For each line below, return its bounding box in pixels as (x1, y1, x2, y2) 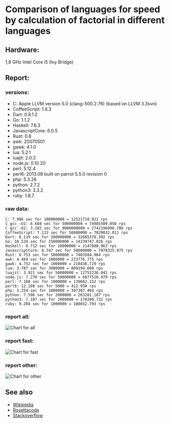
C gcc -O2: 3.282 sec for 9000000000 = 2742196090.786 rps (5, 225, 133, 231)
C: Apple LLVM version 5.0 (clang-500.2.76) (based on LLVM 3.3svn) (12, 100, 157, 106)
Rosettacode (12, 407, 40, 413)
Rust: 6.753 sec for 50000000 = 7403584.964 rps (5, 252, 110, 258)
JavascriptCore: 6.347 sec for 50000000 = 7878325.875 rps (5, 248, 133, 253)
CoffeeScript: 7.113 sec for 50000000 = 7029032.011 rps (5, 230, 128, 235)
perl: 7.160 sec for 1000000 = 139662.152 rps (5, 279, 106, 284)
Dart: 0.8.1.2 (12, 111, 38, 118)
